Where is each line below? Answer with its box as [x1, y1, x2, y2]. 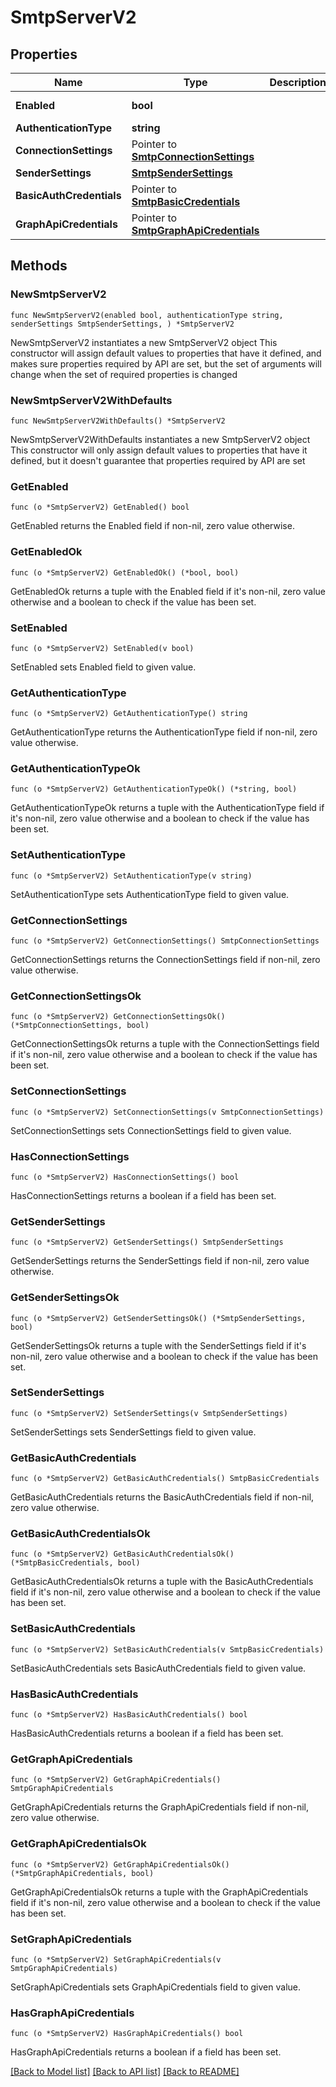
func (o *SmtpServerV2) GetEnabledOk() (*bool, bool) [10, 567, 240, 578]
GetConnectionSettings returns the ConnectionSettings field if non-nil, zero [10, 954, 321, 966]
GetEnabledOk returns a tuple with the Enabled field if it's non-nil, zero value [10, 585, 326, 597]
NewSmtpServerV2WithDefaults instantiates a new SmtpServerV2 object [10, 433, 311, 445]
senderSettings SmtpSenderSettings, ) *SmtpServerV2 [10, 319, 235, 329]
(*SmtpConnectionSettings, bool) [10, 1021, 150, 1031]
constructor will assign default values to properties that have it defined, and [10, 347, 322, 359]
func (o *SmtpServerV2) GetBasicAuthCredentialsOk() [10, 1549, 235, 1560]
